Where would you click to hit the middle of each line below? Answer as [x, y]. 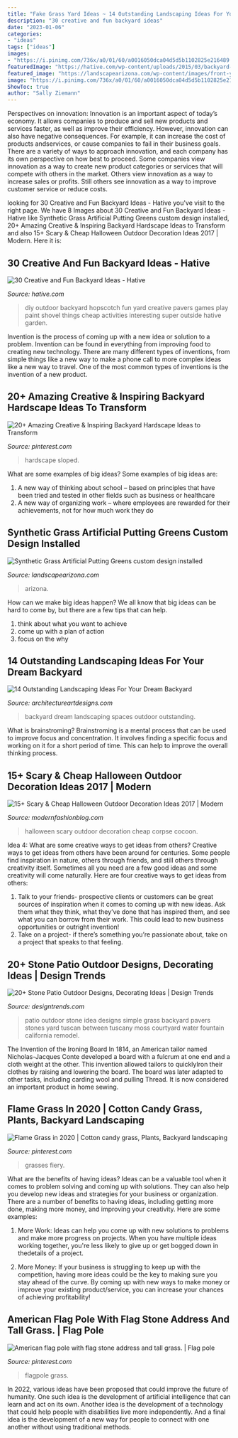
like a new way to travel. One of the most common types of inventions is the [118, 366]
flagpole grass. [46, 1375]
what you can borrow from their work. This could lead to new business [121, 920]
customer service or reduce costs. [57, 189]
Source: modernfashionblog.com [56, 818]
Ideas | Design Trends [57, 975]
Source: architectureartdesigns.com [60, 703]
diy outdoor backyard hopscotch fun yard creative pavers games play [126, 307]
